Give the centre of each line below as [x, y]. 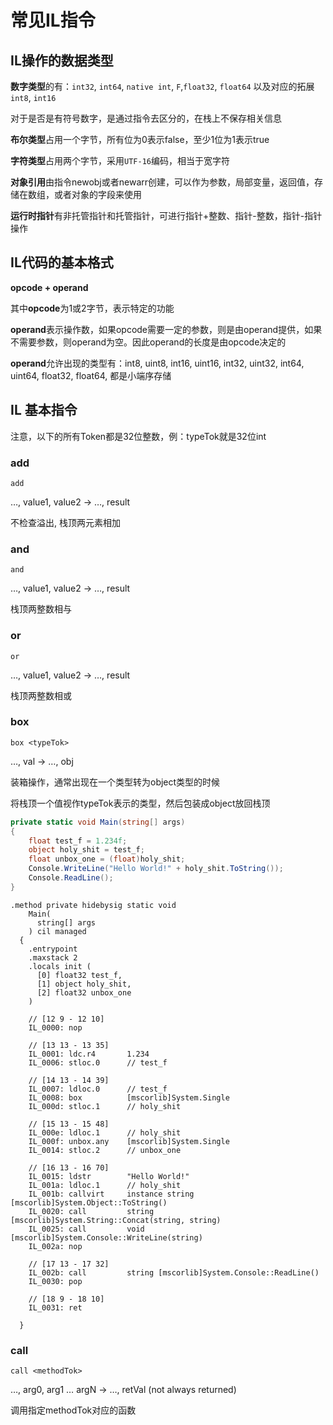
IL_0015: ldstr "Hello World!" [109, 1176]
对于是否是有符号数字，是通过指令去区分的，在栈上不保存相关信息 [146, 118]
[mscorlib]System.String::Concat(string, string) [116, 1220]
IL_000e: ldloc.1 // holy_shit [105, 1132]
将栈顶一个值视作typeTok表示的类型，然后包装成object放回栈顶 [140, 803]
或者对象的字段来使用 [97, 194]
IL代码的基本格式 [62, 262]
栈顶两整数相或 [41, 695]
